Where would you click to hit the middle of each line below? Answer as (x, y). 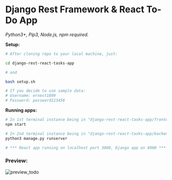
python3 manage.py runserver (36, 138)
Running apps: (21, 110)
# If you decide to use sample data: (46, 91)
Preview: (17, 161)
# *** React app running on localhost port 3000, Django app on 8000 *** (86, 148)
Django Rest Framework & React (75, 9)
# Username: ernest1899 (31, 96)
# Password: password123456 (35, 101)
